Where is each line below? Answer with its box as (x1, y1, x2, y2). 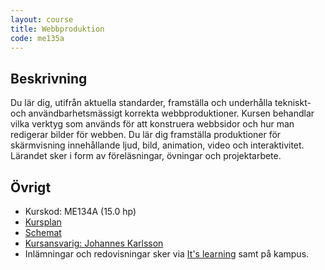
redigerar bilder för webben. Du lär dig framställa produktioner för (10, 129, 282, 141)
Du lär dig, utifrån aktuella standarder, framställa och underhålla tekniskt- (10, 97, 312, 109)
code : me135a (10, 33, 65, 43)
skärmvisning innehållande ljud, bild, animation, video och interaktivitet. (10, 139, 305, 151)
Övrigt (10, 179, 52, 196)
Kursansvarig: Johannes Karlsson (24, 237, 164, 249)
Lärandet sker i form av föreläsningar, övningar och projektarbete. (10, 150, 282, 162)
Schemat (24, 227, 62, 238)
